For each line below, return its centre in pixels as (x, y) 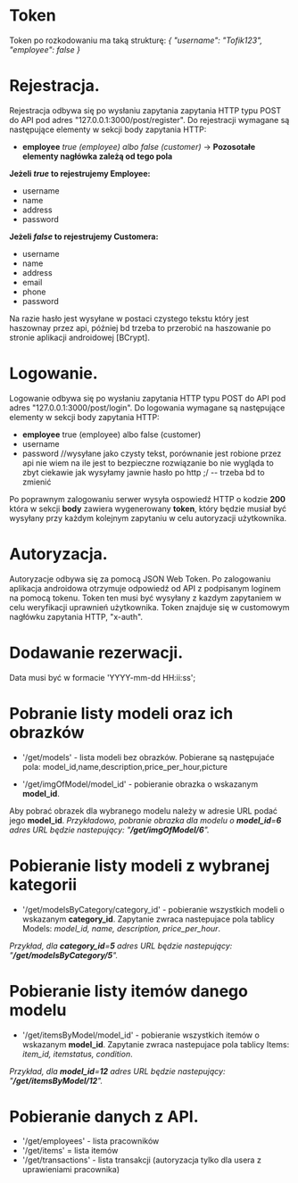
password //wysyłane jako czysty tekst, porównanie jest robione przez (152, 453)
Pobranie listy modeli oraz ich (121, 713)
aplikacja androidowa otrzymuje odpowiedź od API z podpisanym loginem (145, 588)
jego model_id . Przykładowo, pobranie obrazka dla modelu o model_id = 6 (145, 820)
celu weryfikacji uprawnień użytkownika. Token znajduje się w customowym (149, 607)
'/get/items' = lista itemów (70, 1151)
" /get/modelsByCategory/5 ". (64, 955)
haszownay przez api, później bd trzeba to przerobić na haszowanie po (140, 327)
